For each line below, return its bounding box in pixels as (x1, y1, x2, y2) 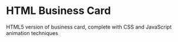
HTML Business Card (6, 4, 111, 17)
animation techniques (6, 29, 59, 36)
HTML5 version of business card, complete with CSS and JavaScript (6, 23, 172, 30)
